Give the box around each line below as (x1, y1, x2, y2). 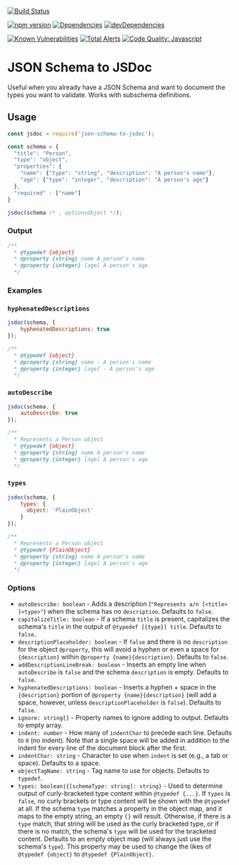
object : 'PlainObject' (26, 507, 94, 514)
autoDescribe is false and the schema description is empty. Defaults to (17, 667, 229, 676)
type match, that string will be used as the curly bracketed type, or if (17, 819, 219, 828)
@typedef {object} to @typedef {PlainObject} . (17, 849, 154, 858)
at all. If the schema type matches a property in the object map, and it (17, 804, 223, 813)
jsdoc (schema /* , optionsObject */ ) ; (7, 209, 123, 216)
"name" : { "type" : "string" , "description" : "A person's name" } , (20, 170, 215, 177)
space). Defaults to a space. (17, 759, 101, 767)
